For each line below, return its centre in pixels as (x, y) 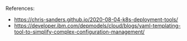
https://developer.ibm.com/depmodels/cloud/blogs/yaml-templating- (97, 26)
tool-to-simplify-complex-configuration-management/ (79, 32)
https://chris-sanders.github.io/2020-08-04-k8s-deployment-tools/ (96, 19)
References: (20, 8)
